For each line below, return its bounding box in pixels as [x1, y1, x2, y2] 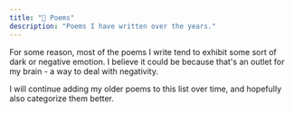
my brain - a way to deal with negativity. [9, 65, 158, 77]
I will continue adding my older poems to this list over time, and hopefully [9, 83, 282, 94]
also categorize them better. [9, 92, 115, 104]
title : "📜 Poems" [9, 13, 75, 23]
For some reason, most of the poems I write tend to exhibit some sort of [9, 46, 278, 57]
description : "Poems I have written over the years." [9, 22, 217, 31]
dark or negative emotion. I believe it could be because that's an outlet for [9, 56, 285, 67]
